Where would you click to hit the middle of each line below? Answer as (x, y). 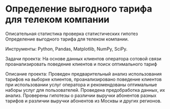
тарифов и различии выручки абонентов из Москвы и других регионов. (83, 101)
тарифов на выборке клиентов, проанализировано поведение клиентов (83, 79)
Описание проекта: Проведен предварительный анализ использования (83, 74)
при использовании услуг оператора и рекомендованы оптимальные (81, 85)
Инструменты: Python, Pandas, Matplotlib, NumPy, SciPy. (66, 49)
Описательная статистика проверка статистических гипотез (72, 33)
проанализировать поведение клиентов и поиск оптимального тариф (81, 64)
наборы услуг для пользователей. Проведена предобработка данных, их (85, 90)
